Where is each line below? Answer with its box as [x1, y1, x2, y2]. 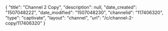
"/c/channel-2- [102, 15, 134, 20]
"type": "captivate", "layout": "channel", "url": [5, 15, 101, 20]
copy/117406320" [5, 20, 43, 26]
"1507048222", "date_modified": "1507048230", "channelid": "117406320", [5, 9, 163, 15]
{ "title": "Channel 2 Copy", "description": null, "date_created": [5, 4, 137, 10]
